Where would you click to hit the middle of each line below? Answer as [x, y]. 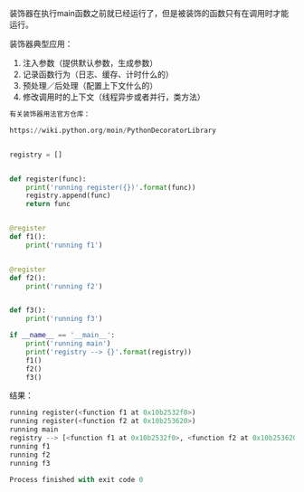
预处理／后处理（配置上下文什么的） [90, 85]
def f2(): [28, 278]
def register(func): [48, 179]
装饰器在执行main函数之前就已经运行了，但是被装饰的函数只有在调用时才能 [149, 13]
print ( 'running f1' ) [64, 245]
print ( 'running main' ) [68, 344]
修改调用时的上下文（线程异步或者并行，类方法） [114, 97]
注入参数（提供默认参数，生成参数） [90, 63]
